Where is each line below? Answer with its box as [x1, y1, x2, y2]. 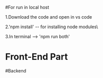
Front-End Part [5, 51, 68, 62]
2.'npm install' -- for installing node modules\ [5, 24, 98, 30]
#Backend [5, 67, 27, 73]
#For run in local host [5, 5, 49, 10]
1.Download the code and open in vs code [5, 14, 92, 20]
